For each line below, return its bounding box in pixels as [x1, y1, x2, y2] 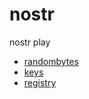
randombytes [23, 55, 79, 67]
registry [23, 76, 57, 88]
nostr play [9, 36, 51, 48]
